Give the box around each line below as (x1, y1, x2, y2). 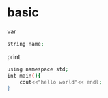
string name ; (7, 40, 44, 47)
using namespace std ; (7, 66, 69, 73)
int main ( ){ (7, 72, 41, 79)
